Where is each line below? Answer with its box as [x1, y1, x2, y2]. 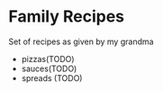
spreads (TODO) [21, 72, 83, 83]
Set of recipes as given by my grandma [8, 36, 154, 47]
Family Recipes [8, 6, 125, 27]
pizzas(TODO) [21, 53, 75, 64]
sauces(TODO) [21, 63, 77, 74]
